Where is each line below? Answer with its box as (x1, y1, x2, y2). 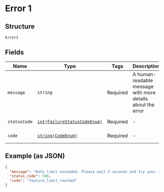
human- (137, 71, 157, 78)
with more (132, 89, 156, 96)
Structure (5, 22, 35, 31)
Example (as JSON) (5, 152, 65, 160)
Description (132, 63, 161, 70)
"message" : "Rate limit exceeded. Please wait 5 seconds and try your (9, 169, 156, 174)
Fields (5, 48, 24, 56)
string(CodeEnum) (37, 133, 78, 139)
